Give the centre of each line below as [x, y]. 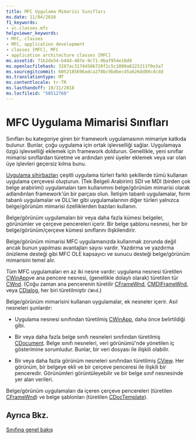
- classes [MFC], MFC [32, 50]
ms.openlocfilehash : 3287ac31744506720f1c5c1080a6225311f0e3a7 [85, 66]
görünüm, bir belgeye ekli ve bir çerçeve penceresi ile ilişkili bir [90, 367]
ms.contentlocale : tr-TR [36, 83]
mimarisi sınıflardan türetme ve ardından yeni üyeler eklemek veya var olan [96, 157]
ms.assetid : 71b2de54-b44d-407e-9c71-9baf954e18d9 [69, 60]
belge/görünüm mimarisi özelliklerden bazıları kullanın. [72, 206]
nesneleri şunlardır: [29, 308]
